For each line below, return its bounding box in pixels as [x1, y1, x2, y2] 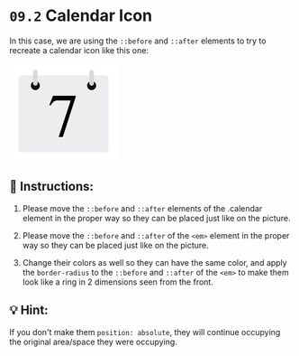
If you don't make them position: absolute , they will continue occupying [9, 326, 281, 337]
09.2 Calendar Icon [9, 5, 153, 26]
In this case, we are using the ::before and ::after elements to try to [9, 35, 267, 46]
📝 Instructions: [9, 179, 95, 194]
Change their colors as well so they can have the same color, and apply [22, 257, 287, 267]
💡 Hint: [9, 303, 49, 318]
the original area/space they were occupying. [9, 336, 177, 347]
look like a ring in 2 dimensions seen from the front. [22, 276, 213, 287]
